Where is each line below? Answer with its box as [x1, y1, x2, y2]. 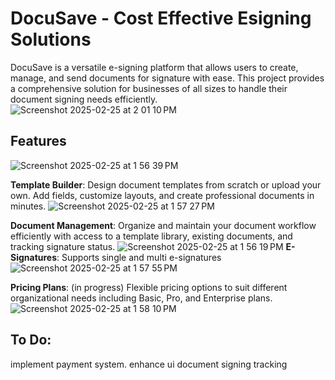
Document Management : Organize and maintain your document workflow [10, 219, 317, 231]
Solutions [10, 28, 92, 51]
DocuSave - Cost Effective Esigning [10, 7, 312, 30]
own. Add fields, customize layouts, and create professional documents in [10, 189, 315, 201]
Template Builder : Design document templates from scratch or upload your [10, 178, 322, 191]
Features [10, 133, 67, 150]
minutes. [10, 200, 47, 212]
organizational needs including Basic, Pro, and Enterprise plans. [10, 292, 273, 304]
